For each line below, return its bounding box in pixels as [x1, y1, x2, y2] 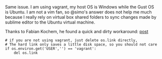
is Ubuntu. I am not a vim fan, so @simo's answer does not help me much [5, 9, 152, 15]
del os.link [14, 50, 38, 55]
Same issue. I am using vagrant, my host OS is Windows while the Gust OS [5, 4, 154, 10]
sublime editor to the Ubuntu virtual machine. [5, 19, 96, 25]
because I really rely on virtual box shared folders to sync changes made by [5, 14, 157, 20]
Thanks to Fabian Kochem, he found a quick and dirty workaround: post [5, 29, 149, 34]
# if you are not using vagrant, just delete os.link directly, [5, 38, 138, 43]
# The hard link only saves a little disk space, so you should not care [5, 42, 158, 47]
